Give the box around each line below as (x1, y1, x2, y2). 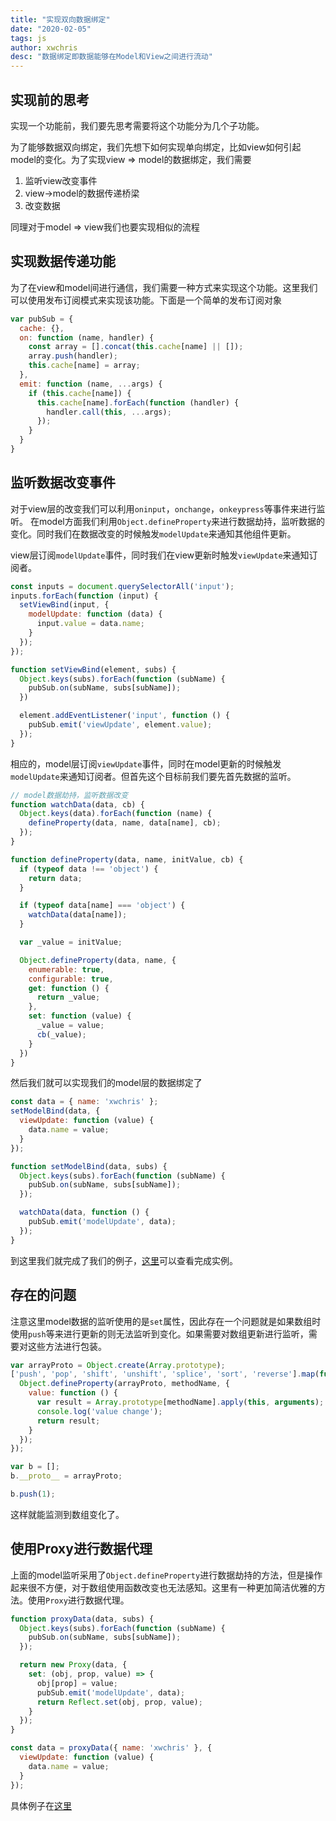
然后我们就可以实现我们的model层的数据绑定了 (10, 1077, 203, 1089)
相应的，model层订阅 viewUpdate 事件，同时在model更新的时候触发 (10, 757, 282, 770)
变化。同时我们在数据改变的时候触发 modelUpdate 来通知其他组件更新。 (10, 527, 297, 540)
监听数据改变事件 (10, 474, 116, 491)
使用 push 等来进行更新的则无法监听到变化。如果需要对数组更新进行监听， (10, 1327, 309, 1340)
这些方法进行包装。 (27, 1340, 107, 1352)
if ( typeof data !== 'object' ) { (19, 864, 159, 874)
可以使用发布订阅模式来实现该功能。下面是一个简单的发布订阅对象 (10, 294, 282, 306)
